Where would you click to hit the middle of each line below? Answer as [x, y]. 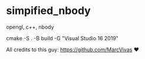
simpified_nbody [49, 11]
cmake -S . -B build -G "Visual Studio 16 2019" [62, 38]
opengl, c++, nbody [30, 27]
